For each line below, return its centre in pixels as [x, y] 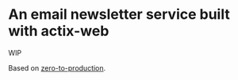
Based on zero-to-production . [57, 67]
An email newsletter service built [119, 15]
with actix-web [59, 31]
